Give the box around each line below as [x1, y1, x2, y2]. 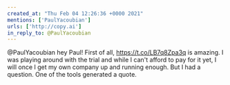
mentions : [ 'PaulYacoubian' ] [7, 17, 91, 23]
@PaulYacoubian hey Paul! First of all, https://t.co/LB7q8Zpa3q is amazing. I [7, 48, 224, 57]
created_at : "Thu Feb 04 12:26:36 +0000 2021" [7, 10, 144, 17]
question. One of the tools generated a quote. [7, 70, 137, 79]
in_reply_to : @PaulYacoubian [7, 29, 91, 37]
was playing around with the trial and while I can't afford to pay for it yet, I [7, 56, 217, 64]
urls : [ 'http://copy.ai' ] [7, 23, 82, 30]
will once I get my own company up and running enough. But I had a [7, 63, 201, 71]
